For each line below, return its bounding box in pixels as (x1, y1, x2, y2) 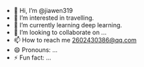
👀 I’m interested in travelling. (13, 14, 95, 22)
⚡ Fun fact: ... (13, 53, 51, 62)
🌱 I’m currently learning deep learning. (13, 21, 122, 29)
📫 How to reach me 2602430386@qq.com (13, 36, 137, 44)
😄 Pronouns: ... (13, 46, 58, 54)
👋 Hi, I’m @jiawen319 (13, 7, 73, 14)
